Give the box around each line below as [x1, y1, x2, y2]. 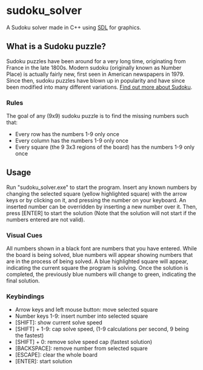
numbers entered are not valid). [6, 216, 85, 223]
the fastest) [15, 332, 44, 339]
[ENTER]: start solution [15, 358, 73, 365]
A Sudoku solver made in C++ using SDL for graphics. [6, 24, 141, 31]
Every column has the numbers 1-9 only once [15, 137, 128, 145]
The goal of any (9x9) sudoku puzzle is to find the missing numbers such [6, 112, 189, 120]
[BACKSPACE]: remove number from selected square [15, 344, 148, 352]
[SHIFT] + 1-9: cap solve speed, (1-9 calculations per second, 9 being [15, 326, 189, 333]
